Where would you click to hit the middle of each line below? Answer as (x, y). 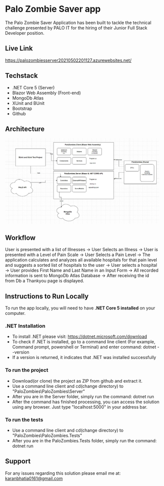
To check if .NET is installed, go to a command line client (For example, (84, 342)
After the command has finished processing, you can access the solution (86, 402)
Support (18, 461)
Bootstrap (22, 108)
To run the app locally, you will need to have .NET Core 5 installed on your (80, 308)
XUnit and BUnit (28, 103)
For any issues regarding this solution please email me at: (63, 473)
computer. (15, 313)
